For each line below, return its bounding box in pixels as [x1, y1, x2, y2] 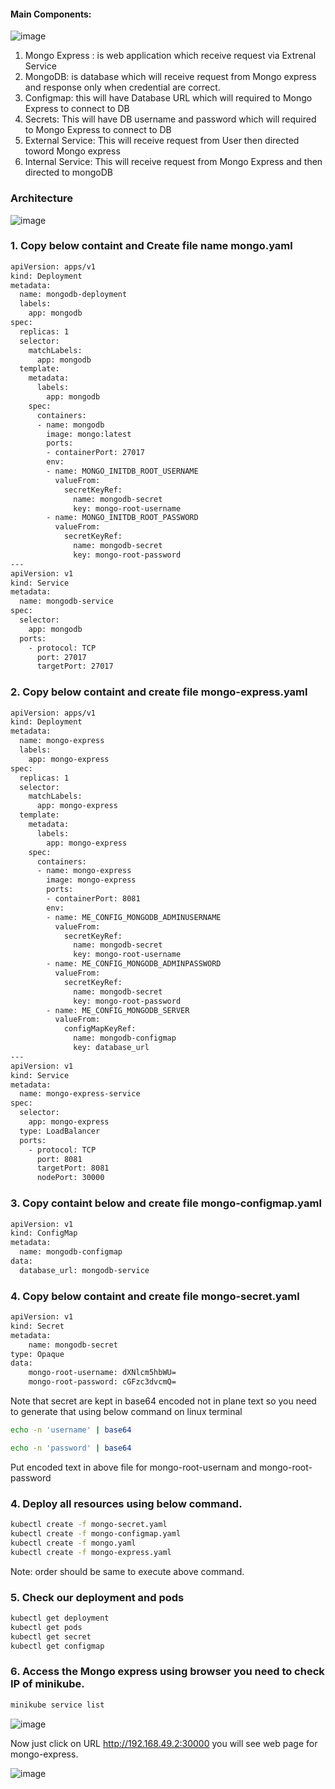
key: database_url [73, 1043, 150, 1053]
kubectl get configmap [10, 1641, 105, 1651]
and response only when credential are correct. [24, 81, 221, 94]
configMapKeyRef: [63, 1024, 137, 1034]
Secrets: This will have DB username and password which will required [24, 113, 317, 125]
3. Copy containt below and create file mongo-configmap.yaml [10, 1196, 322, 1210]
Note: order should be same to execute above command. [10, 1565, 245, 1577]
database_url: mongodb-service [19, 1265, 150, 1275]
